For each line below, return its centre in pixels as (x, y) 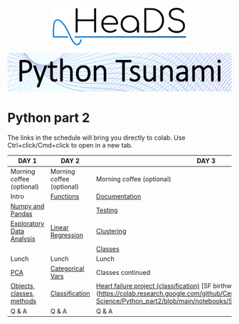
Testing (107, 210)
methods (23, 301)
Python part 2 (49, 118)
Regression (67, 235)
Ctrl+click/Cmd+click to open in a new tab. (70, 145)
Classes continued (123, 272)
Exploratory (27, 224)
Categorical (67, 268)
